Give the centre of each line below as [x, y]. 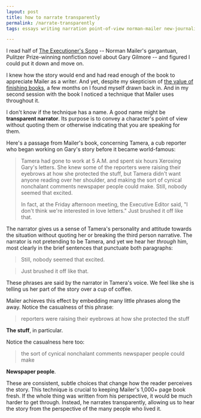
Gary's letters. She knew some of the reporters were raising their [101, 167]
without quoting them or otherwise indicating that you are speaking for [93, 125]
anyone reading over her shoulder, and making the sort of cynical [101, 180]
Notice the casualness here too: [45, 342]
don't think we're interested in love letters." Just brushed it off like [102, 211]
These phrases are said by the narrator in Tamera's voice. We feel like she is [100, 283]
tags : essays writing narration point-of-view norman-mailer [84, 28]
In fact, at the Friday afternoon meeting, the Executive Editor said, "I [104, 205]
